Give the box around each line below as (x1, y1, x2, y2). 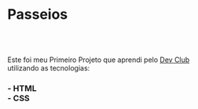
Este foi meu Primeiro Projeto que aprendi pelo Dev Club (7, 55, 190, 64)
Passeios (7, 5, 68, 24)
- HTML (7, 82, 37, 93)
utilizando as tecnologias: (7, 63, 90, 72)
